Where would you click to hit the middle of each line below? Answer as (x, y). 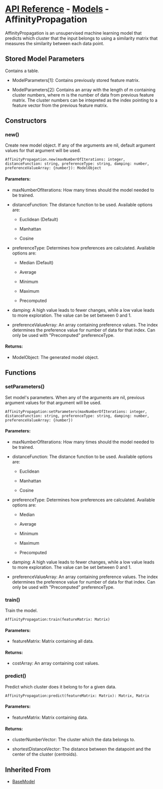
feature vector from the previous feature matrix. (60, 105)
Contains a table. (22, 71)
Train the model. (21, 611)
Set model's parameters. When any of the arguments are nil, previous (75, 397)
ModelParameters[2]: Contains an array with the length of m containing (84, 90)
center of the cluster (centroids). (45, 754)
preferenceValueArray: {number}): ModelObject (53, 168)
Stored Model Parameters (45, 59)
